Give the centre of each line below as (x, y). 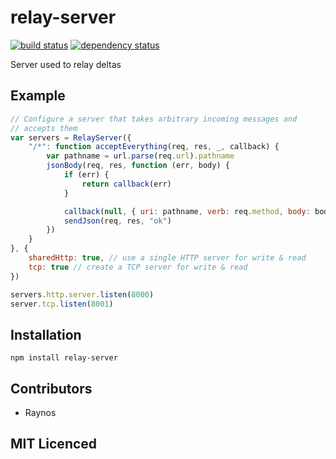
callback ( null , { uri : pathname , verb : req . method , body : (187, 211)
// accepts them (44, 128)
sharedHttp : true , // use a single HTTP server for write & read (167, 258)
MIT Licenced (54, 444)
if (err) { (86, 175)
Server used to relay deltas (66, 64)
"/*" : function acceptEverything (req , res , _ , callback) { (154, 147)
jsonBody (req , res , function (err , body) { (138, 166)
